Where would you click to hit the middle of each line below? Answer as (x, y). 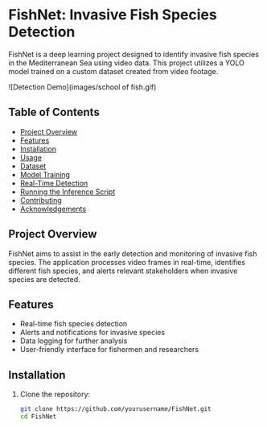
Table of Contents (54, 112)
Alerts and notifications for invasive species (92, 333)
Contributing (41, 200)
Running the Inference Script (68, 192)
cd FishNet (38, 417)
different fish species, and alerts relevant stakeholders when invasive (123, 271)
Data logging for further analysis (74, 341)
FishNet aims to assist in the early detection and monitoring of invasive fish (133, 253)
